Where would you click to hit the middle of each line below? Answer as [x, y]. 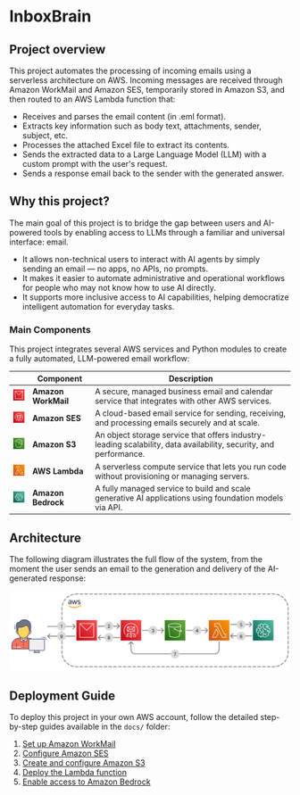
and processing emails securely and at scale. [178, 423]
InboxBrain [50, 17]
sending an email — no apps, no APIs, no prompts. [115, 269]
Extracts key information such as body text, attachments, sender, [142, 126]
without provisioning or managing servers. [172, 476]
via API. [109, 507]
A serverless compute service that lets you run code [191, 467]
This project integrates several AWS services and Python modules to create [148, 349]
